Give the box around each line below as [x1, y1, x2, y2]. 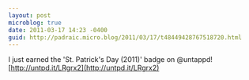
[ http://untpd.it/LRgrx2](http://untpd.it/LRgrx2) [8, 64, 160, 73]
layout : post [8, 11, 51, 20]
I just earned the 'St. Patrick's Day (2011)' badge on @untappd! [8, 55, 213, 64]
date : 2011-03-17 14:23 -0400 [8, 26, 108, 34]
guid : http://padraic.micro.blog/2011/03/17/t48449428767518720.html [8, 33, 243, 42]
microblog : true [8, 19, 62, 27]
